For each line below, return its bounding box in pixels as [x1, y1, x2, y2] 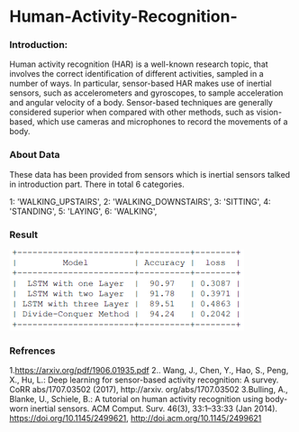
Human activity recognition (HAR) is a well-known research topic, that [9, 59, 268, 69]
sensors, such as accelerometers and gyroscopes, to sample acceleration [9, 87, 284, 98]
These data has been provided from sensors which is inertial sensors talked [9, 169, 291, 179]
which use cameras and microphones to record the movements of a [36, 116, 288, 127]
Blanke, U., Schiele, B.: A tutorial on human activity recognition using [9, 394, 264, 405]
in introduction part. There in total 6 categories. [9, 179, 185, 189]
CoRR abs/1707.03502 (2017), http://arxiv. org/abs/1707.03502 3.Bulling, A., [9, 384, 288, 395]
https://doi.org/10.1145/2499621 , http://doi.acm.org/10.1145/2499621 [9, 413, 262, 424]
